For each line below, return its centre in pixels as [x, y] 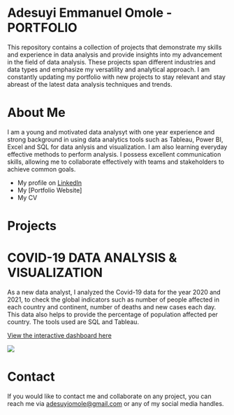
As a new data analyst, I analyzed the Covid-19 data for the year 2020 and [114, 292]
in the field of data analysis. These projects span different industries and [111, 62]
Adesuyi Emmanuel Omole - [90, 13]
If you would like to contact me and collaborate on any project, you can [109, 396]
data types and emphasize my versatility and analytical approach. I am [109, 69]
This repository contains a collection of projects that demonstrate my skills [115, 47]
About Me [36, 113]
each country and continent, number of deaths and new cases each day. [112, 307]
